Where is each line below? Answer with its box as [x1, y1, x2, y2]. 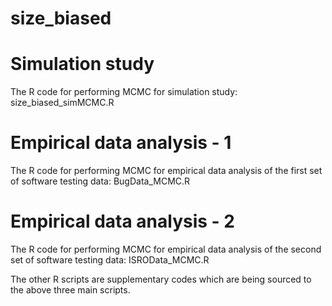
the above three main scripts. [10, 284, 131, 296]
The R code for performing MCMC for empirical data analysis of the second [10, 243, 322, 255]
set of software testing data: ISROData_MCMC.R [10, 254, 210, 266]
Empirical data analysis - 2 [10, 210, 235, 233]
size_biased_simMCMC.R [10, 97, 115, 109]
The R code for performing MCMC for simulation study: [10, 86, 238, 98]
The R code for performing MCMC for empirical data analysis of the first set [10, 165, 323, 177]
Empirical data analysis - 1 [10, 132, 232, 154]
